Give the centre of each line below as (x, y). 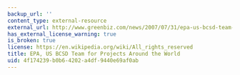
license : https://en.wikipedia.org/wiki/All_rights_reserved (100, 47)
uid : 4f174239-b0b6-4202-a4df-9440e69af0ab (73, 61)
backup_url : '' (30, 14)
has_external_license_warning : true (62, 34)
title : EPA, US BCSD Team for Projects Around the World (94, 54)
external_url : (29, 27)
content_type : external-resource (57, 21)
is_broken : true (31, 41)
